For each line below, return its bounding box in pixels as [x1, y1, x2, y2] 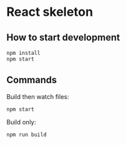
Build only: [6, 118, 36, 126]
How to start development [6, 32, 121, 43]
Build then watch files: [6, 92, 69, 100]
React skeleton [6, 4, 93, 20]
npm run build [6, 131, 47, 138]
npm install [6, 49, 41, 56]
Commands [6, 74, 58, 86]
